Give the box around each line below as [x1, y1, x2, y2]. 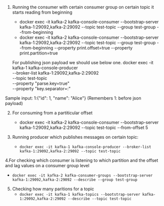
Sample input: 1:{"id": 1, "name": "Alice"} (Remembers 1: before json [5, 95, 141, 101]
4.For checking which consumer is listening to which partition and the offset [5, 157, 158, 163]
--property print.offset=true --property [54, 45, 133, 51]
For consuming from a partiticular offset [12, 110, 93, 116]
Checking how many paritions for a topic [12, 186, 94, 192]
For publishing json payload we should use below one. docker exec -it [12, 60, 154, 65]
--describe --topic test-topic [68, 196, 132, 201]
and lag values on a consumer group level [5, 163, 90, 168]
